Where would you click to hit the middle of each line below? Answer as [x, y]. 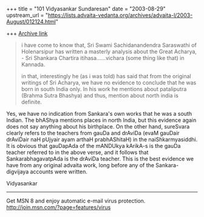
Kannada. [33, 64]
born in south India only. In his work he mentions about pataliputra [104, 89]
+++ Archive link [27, 33]
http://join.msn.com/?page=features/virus [59, 207]
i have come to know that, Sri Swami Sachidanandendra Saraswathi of [109, 45]
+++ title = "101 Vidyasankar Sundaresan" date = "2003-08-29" [86, 9]
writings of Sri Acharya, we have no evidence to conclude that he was [109, 82]
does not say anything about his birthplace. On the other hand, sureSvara [98, 126]
